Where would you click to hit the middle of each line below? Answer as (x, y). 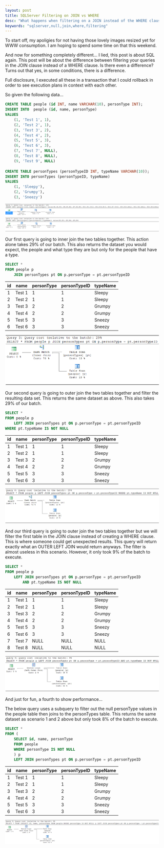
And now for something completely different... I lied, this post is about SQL (80, 55)
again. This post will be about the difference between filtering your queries (80, 60)
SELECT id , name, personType (43, 739)
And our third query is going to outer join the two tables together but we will (81, 531)
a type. (12, 255)
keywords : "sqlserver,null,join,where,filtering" (57, 26)
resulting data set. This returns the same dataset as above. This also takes (80, 398)
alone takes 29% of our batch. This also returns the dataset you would (76, 245)
